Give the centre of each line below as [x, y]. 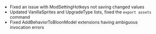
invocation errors [27, 27]
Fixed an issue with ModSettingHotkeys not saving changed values [77, 7]
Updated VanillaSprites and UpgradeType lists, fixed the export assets [81, 12]
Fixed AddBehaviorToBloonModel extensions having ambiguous [74, 22]
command [20, 17]
